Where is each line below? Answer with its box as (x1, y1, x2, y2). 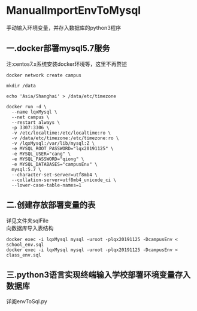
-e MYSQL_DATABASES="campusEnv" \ (11, 161, 98, 167)
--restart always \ (11, 119, 60, 126)
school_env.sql (6, 242, 44, 248)
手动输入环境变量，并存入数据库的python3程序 (6, 24, 122, 31)
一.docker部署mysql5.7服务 (6, 43, 110, 54)
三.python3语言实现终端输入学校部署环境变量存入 (6, 270, 191, 280)
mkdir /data (6, 83, 36, 89)
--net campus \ (11, 114, 50, 120)
